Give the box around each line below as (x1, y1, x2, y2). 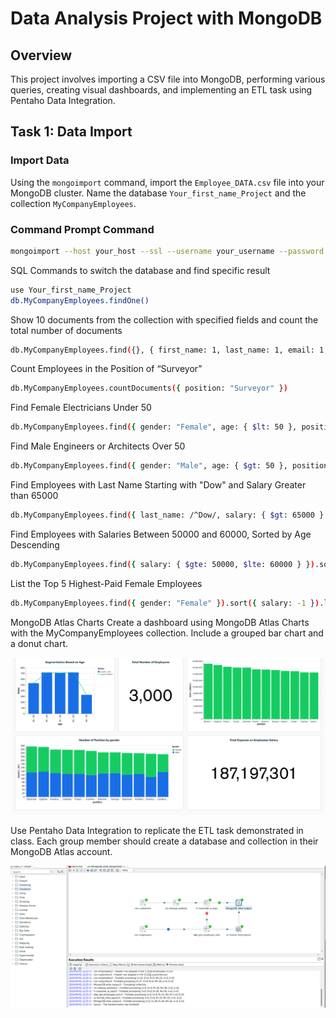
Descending (10, 538, 60, 551)
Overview (10, 47, 73, 64)
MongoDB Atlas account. (10, 845, 113, 857)
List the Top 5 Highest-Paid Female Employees (10, 577, 203, 589)
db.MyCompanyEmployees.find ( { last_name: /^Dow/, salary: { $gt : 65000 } (10, 510, 325, 521)
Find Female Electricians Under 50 (10, 402, 152, 414)
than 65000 (10, 490, 59, 502)
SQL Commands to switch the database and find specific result (10, 264, 271, 276)
